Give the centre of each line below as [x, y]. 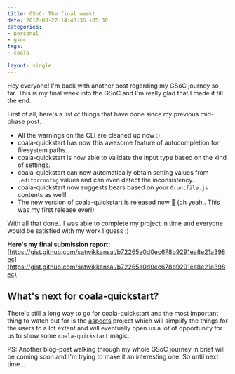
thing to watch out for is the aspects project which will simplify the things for [118, 321]
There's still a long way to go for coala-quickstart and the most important [113, 313]
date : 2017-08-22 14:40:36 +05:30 [58, 20]
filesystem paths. [42, 150]
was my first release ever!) [56, 209]
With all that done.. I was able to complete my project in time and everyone [115, 223]
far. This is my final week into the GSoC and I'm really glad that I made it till [115, 93]
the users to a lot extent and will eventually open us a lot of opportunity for [115, 328]
